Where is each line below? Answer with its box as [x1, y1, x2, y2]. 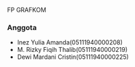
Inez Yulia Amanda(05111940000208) [16, 38, 123, 46]
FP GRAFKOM [7, 6, 47, 14]
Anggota [7, 23, 37, 32]
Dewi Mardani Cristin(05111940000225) [16, 53, 129, 61]
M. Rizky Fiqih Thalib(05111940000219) [16, 46, 128, 54]
